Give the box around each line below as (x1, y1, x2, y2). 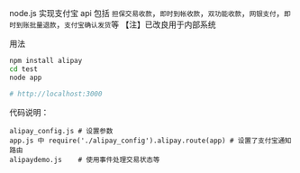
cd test (9, 64, 39, 74)
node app (9, 73, 42, 82)
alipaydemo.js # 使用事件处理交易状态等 (9, 155, 160, 164)
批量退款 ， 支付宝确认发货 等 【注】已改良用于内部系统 (29, 19, 216, 30)
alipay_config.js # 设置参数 (9, 126, 114, 135)
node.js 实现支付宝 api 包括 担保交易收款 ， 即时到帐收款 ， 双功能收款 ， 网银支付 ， (9, 8, 285, 18)
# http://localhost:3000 (9, 89, 103, 98)
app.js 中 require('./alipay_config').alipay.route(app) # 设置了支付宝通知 (9, 136, 292, 145)
